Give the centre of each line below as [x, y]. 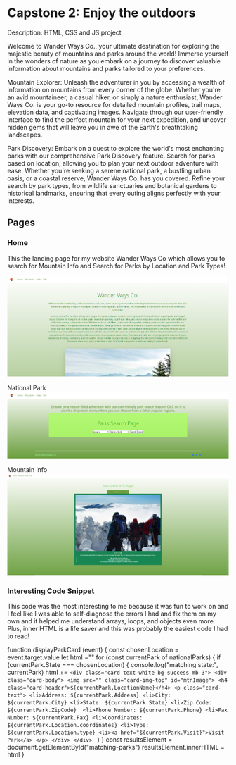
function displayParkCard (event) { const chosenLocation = [93, 650]
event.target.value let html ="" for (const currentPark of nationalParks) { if [114, 657]
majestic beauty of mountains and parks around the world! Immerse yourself [118, 54]
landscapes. [25, 135]
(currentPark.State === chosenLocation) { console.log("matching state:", [113, 665]
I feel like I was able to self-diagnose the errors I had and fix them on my [112, 614]
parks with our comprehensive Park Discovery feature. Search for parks [111, 156]
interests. [21, 200]
